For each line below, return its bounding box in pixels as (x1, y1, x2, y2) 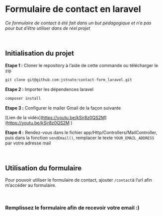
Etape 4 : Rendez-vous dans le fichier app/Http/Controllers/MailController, (5, 129, 158, 135)
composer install (5, 96, 41, 101)
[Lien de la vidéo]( (5, 114, 43, 120)
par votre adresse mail (5, 140, 51, 146)
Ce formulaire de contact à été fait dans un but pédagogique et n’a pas (5, 20, 152, 26)
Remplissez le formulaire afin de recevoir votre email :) (5, 205, 140, 212)
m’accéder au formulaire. (5, 182, 56, 188)
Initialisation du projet (5, 49, 75, 58)
